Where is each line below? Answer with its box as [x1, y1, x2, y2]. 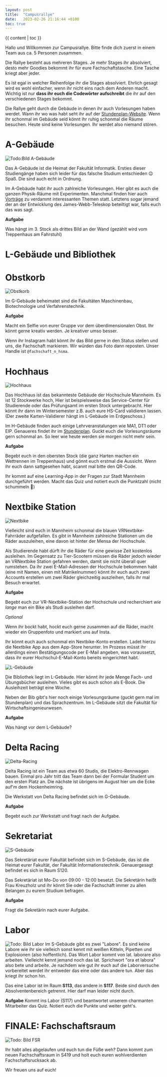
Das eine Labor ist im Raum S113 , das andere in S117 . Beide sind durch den [5, 983, 159, 989]
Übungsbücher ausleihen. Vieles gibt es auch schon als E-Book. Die [5, 679, 145, 685]
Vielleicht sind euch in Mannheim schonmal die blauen [5, 528, 117, 534]
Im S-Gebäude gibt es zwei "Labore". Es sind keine [44, 941, 150, 947]
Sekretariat [5, 831, 52, 842]
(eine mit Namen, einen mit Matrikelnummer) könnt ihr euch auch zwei [5, 569, 150, 575]
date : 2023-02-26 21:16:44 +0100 [5, 16, 79, 21]
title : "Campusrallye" [5, 12, 55, 17]
